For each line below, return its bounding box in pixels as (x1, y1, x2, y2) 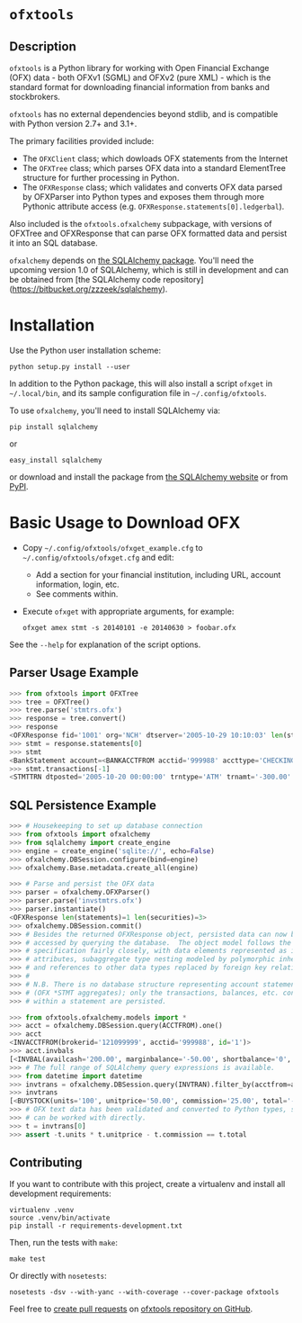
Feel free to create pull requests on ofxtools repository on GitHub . (9, 1303, 253, 1315)
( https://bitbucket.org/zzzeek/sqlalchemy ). (9, 283, 168, 294)
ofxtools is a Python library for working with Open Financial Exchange (9, 63, 270, 73)
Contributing (9, 1155, 83, 1171)
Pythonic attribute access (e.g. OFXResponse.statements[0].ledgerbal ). (22, 201, 285, 211)
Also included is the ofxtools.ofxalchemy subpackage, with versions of (9, 219, 272, 229)
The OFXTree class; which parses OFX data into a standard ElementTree (22, 163, 286, 173)
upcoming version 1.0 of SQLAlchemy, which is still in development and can (9, 265, 289, 275)
